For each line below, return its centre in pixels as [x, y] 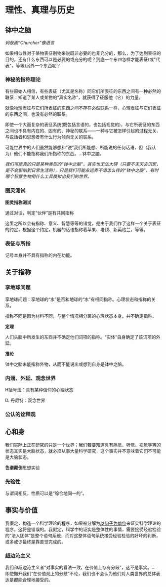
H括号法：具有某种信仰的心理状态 [39, 390]
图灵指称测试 [18, 202]
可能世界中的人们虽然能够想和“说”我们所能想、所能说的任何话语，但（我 [79, 147]
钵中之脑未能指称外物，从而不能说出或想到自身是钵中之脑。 [66, 364]
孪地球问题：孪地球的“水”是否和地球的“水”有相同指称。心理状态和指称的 [78, 299]
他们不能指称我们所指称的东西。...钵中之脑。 [59, 154]
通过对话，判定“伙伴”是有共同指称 [40, 212]
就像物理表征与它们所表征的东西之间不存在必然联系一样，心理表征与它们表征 [83, 108]
